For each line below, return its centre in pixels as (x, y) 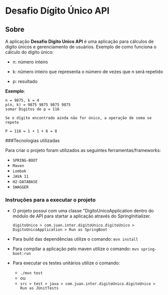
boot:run (22, 254)
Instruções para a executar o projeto (51, 200)
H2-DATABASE (25, 182)
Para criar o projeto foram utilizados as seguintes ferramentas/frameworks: (83, 150)
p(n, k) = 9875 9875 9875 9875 (38, 105)
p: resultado (25, 81)
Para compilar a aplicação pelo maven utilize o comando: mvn (76, 249)
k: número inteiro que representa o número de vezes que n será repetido (88, 71)
